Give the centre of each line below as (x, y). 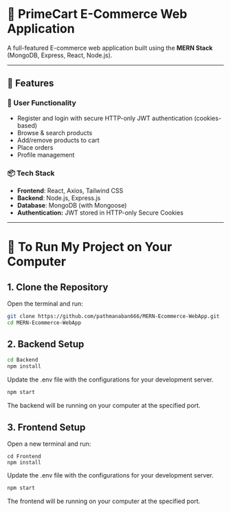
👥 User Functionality (42, 103)
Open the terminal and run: (45, 304)
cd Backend (23, 360)
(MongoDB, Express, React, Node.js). (60, 55)
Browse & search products (55, 132)
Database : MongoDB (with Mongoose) (72, 205)
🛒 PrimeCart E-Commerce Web (97, 14)
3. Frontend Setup (46, 427)
